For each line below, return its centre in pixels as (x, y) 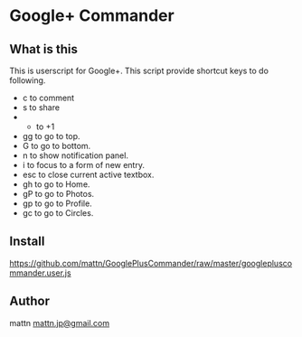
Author (29, 301)
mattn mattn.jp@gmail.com (60, 323)
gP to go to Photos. (58, 194)
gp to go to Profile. (57, 203)
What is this (44, 49)
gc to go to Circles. (58, 213)
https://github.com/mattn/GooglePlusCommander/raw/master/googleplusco (151, 263)
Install (27, 242)
